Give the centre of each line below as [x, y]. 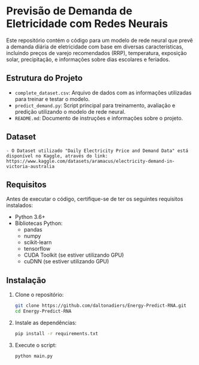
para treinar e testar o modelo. [52, 99]
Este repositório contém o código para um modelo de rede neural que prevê [99, 40]
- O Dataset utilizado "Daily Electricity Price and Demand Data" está [97, 151]
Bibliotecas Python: [39, 223]
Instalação [26, 280]
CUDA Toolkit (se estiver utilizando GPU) [74, 255]
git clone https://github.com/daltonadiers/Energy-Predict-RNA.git [100, 306]
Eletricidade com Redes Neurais [87, 24]
